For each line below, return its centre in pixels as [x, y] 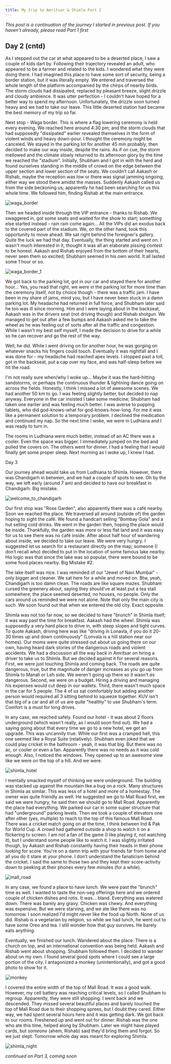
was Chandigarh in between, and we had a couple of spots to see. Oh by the [86, 478]
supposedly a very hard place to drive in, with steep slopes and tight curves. [86, 626]
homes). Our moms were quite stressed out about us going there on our [81, 642]
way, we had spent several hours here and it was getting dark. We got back [84, 1014]
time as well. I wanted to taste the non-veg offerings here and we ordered [83, 893]
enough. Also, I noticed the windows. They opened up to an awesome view [84, 755]
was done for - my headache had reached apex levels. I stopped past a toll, [84, 357]
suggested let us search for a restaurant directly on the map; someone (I [81, 546]
